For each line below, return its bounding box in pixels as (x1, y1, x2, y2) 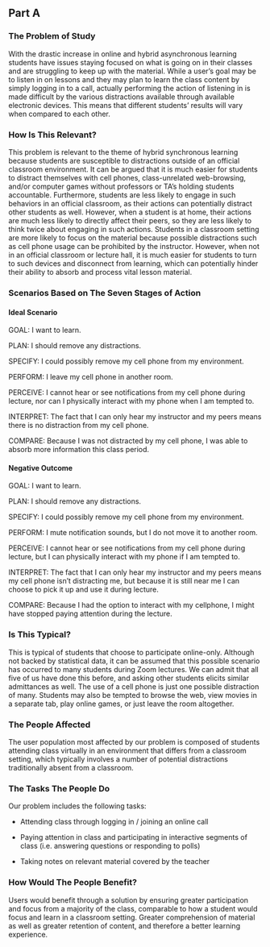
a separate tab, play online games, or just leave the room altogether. (8, 699, 235, 708)
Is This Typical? (8, 629, 71, 640)
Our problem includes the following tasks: (8, 801, 147, 811)
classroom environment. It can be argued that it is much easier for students (8, 164, 258, 174)
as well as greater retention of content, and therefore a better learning (8, 920, 240, 930)
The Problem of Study (8, 31, 96, 42)
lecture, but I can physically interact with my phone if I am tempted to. (8, 552, 240, 562)
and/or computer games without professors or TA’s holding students (8, 181, 235, 191)
